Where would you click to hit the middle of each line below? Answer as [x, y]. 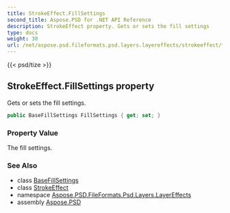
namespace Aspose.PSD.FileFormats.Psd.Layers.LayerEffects [104, 195]
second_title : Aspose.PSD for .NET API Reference [79, 20]
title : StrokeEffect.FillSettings [56, 13]
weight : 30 [23, 39]
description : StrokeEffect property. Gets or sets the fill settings [108, 26]
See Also [22, 165]
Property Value [33, 133]
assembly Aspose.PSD [49, 202]
